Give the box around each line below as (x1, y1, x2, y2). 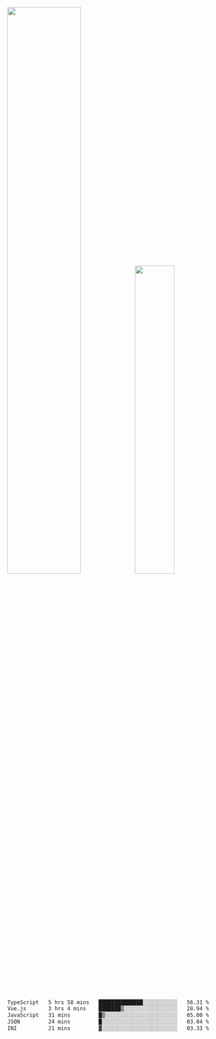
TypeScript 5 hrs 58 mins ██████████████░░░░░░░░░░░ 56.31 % (7, 999, 210, 1006)
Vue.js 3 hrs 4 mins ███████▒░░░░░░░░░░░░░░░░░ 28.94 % (7, 1005, 210, 1012)
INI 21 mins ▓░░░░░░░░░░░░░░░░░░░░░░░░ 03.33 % (7, 1025, 210, 1032)
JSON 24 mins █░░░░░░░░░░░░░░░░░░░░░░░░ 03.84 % (7, 1019, 210, 1026)
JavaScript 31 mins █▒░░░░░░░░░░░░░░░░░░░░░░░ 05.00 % (7, 1012, 210, 1019)
